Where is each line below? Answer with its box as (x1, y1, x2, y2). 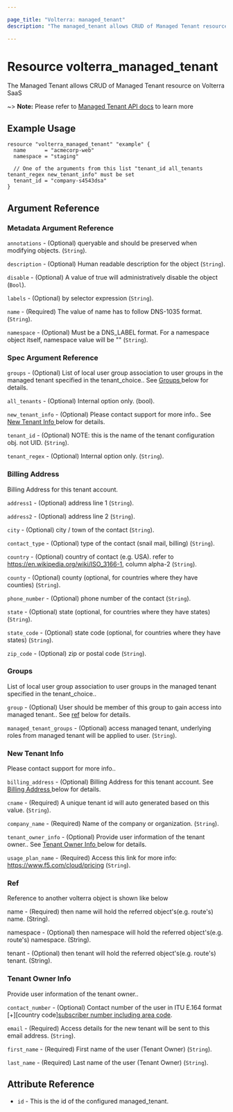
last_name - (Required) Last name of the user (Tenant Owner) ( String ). (7, 1058, 209, 1066)
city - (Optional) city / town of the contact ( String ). (7, 525, 155, 534)
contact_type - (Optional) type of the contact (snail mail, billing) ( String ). (7, 539, 215, 547)
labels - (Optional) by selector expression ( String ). (7, 294, 154, 302)
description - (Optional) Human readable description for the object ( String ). (7, 260, 225, 268)
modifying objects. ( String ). (7, 246, 87, 254)
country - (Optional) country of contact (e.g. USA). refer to (7, 553, 174, 561)
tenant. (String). (7, 957, 53, 965)
